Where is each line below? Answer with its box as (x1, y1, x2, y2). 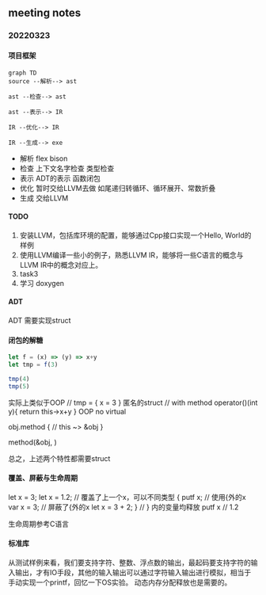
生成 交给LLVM (19, 193, 69, 203)
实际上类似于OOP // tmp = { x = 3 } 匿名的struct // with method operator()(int (8, 398, 258, 407)
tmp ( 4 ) (8, 375, 30, 383)
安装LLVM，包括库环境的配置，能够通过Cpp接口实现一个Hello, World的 (19, 230, 252, 240)
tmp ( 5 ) (8, 382, 30, 391)
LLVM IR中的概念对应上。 (19, 260, 103, 269)
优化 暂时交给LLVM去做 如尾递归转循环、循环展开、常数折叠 (19, 183, 216, 193)
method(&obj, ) (8, 437, 57, 447)
